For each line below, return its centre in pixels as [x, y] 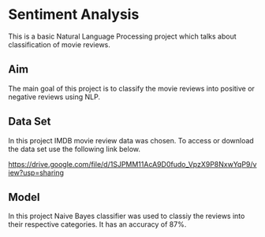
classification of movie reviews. [59, 44]
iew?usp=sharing [36, 172]
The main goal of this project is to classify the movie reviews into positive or [131, 88]
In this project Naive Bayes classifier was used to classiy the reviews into [127, 216]
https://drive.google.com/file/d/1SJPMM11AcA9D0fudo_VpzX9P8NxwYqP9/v [132, 164]
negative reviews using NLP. [54, 97]
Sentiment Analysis [74, 15]
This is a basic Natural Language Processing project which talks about [122, 36]
